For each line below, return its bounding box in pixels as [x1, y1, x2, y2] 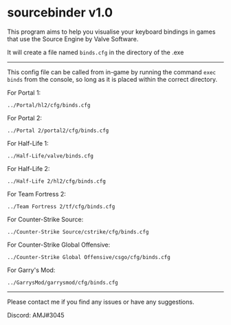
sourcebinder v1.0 [7, 5, 113, 21]
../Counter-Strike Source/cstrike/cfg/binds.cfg [7, 228, 149, 235]
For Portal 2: [7, 113, 43, 122]
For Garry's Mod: [7, 266, 56, 274]
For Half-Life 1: [7, 139, 49, 147]
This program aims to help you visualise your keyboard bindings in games [7, 27, 216, 36]
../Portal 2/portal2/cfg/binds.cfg [7, 127, 109, 134]
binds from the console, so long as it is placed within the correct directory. [7, 75, 218, 83]
